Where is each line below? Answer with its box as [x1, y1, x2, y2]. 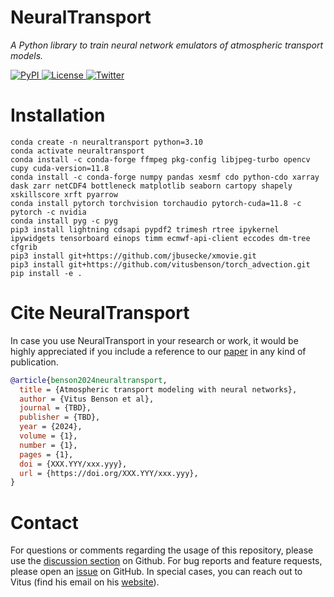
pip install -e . [10, 268, 83, 278]
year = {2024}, [19, 422, 83, 432]
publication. [10, 356, 59, 368]
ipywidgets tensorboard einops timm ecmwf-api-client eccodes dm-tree [10, 233, 311, 243]
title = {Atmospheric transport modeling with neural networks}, [19, 384, 298, 395]
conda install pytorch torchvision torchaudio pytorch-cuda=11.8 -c [10, 198, 302, 208]
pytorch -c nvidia [10, 207, 87, 217]
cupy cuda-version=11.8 [10, 163, 110, 173]
